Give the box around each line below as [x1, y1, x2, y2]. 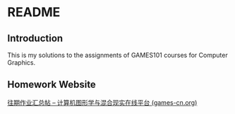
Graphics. [7, 58, 36, 67]
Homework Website [7, 79, 97, 91]
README [7, 4, 61, 20]
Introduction [7, 32, 64, 44]
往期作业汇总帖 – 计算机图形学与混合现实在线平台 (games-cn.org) [7, 98, 198, 106]
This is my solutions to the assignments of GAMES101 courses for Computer [7, 51, 228, 59]
